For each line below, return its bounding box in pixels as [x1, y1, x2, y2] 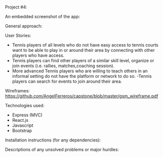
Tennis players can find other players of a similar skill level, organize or [12, 58, 154, 63]
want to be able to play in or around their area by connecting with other [12, 47, 155, 53]
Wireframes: [5, 88, 30, 93]
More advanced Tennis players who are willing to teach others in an [12, 68, 148, 74]
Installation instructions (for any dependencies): [5, 137, 101, 143]
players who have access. [12, 52, 65, 58]
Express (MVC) [12, 112, 43, 118]
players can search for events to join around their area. [12, 78, 123, 84]
